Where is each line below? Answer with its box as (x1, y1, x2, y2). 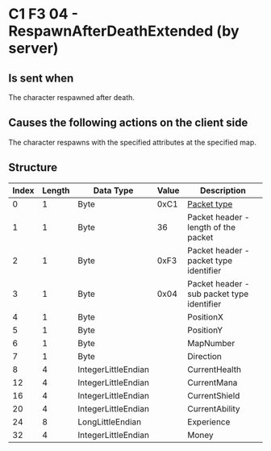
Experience (187, 416, 231, 428)
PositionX (187, 311, 224, 323)
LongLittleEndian (77, 416, 142, 428)
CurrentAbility (187, 403, 240, 414)
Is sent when (8, 71, 74, 85)
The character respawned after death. (8, 93, 135, 102)
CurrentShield (187, 390, 240, 401)
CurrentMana (187, 377, 238, 388)
